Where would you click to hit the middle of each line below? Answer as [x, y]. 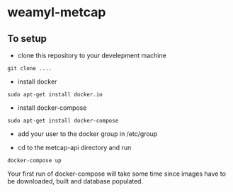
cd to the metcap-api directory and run [74, 147]
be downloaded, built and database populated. [75, 181]
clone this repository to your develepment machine [92, 55]
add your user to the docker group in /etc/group [87, 134]
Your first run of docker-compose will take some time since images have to [117, 174]
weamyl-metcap [57, 12]
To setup [27, 39]
